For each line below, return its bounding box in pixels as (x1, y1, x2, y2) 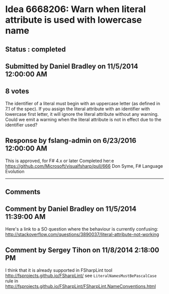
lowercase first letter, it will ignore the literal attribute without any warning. (5, 111, 159, 117)
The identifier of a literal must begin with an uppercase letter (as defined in (5, 100, 160, 106)
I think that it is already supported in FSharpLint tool (5, 267, 113, 273)
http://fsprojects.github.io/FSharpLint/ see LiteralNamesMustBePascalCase (5, 272, 157, 278)
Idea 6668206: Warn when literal (5, 4, 146, 15)
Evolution (5, 168, 25, 174)
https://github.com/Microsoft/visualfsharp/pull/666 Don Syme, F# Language (5, 163, 163, 169)
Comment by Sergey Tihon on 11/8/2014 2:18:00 (5, 246, 159, 255)
